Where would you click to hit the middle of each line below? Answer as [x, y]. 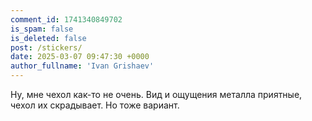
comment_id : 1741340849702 [66, 19]
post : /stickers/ [46, 47]
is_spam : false [42, 29]
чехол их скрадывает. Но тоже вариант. [95, 105]
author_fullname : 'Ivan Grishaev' [82, 66]
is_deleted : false [48, 38]
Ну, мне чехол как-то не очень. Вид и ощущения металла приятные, [156, 94]
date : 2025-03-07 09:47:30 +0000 [80, 57]
